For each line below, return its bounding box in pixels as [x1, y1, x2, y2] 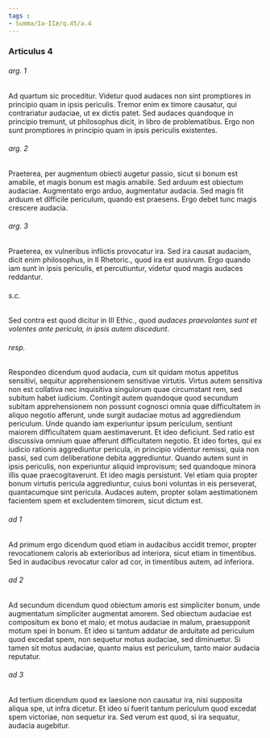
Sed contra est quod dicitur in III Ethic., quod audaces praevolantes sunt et [8, 315, 258, 325]
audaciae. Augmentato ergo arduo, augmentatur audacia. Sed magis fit [8, 186, 244, 195]
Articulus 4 [8, 46, 54, 57]
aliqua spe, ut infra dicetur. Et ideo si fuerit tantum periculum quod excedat [8, 703, 257, 714]
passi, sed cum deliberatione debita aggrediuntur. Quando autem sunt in [8, 453, 248, 463]
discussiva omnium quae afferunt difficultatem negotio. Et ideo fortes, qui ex [8, 436, 262, 446]
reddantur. [8, 272, 43, 282]
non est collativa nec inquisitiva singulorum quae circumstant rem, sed [8, 385, 243, 394]
